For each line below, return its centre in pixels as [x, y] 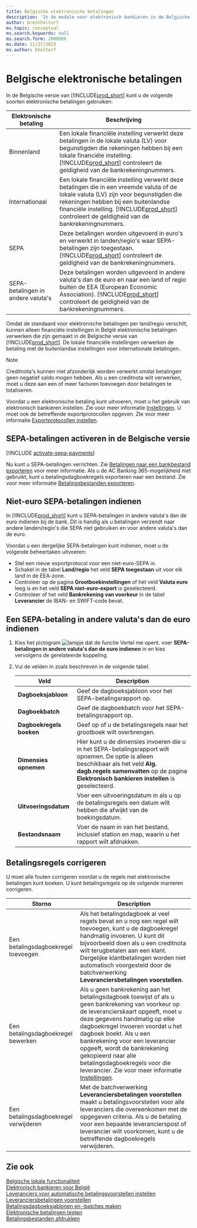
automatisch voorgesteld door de [126, 965]
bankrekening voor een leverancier [128, 1040]
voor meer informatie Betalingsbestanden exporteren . [71, 483]
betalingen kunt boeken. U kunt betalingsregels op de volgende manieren [95, 883]
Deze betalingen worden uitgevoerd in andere [122, 272]
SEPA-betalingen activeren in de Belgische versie [98, 439]
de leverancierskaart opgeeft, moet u [131, 1011]
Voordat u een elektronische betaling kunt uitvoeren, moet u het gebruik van [98, 401]
